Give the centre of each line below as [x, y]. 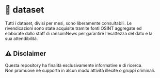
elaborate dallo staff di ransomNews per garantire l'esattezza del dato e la [79, 33]
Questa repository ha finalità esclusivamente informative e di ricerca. [74, 65]
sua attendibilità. [22, 39]
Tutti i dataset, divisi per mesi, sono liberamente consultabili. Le [68, 23]
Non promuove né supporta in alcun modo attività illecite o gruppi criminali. [80, 70]
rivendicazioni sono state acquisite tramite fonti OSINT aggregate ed [73, 28]
